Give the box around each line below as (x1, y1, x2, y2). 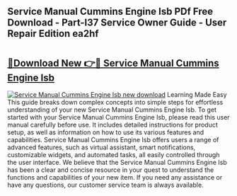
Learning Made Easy (167, 91, 228, 98)
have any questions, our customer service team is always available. (7, 180, 204, 189)
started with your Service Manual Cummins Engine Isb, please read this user (7, 113, 230, 121)
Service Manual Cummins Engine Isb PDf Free (7, 6, 214, 18)
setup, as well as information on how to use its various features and (7, 128, 204, 137)
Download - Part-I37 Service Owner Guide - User (7, 17, 227, 29)
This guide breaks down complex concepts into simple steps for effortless (7, 98, 224, 106)
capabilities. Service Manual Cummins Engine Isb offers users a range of (7, 136, 219, 144)
